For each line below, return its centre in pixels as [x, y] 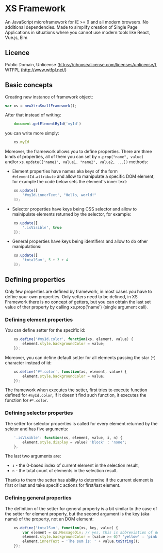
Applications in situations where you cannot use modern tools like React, [78, 32]
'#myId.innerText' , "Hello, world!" [59, 195]
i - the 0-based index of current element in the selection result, [75, 465]
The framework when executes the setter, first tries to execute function [76, 390]
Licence [17, 53]
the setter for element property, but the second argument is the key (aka [77, 514]
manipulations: [27, 247]
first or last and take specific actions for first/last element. [63, 485]
